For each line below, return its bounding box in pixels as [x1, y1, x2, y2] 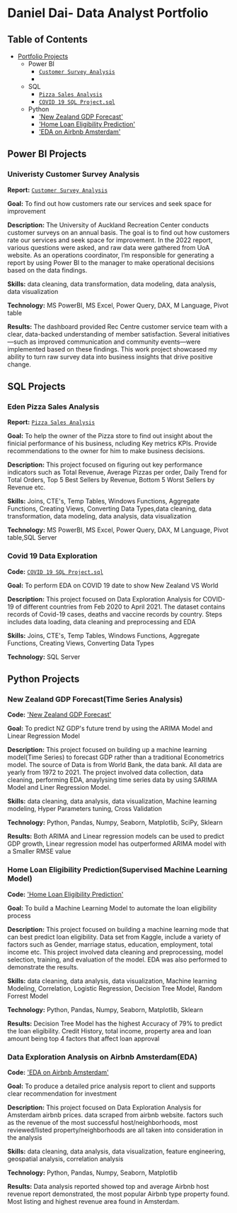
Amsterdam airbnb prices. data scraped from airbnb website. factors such [7, 1110, 224, 1119]
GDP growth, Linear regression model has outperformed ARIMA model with [7, 839, 226, 848]
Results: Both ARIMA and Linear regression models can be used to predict [7, 832, 225, 841]
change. [7, 360, 32, 369]
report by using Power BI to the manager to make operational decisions [7, 258, 214, 267]
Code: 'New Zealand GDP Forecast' [7, 710, 112, 719]
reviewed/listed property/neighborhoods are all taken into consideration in [7, 1126, 224, 1134]
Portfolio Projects [17, 52, 69, 60]
